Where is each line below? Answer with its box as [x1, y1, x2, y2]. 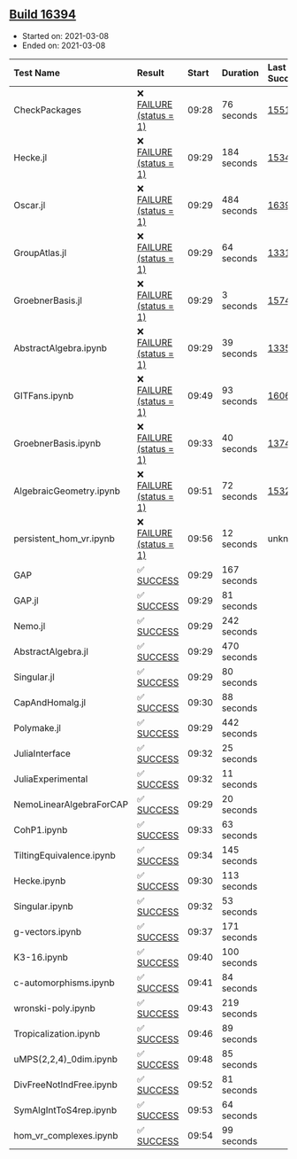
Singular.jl [13, 671, 55, 683]
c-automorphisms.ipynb [13, 976, 115, 989]
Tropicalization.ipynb [13, 1027, 101, 1039]
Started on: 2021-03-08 [21, 30, 109, 41]
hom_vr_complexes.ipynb [13, 1129, 118, 1141]
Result [136, 66, 165, 79]
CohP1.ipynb [13, 823, 68, 836]
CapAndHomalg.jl [13, 696, 87, 708]
